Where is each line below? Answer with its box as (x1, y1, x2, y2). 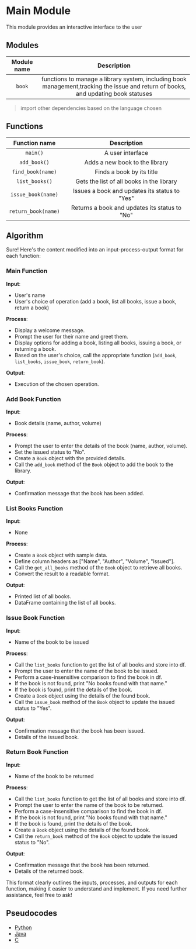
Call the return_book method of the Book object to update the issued (14, 832, 178, 840)
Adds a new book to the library (84, 158, 169, 166)
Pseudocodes (6, 908, 57, 919)
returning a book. (14, 345, 57, 352)
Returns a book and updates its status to (71, 203, 182, 212)
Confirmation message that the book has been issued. (14, 727, 145, 734)
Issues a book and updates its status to (72, 187, 180, 195)
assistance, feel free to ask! (6, 891, 72, 898)
